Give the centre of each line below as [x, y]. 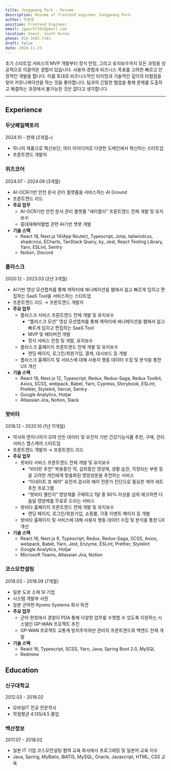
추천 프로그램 [41, 488]
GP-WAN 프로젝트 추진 [57, 624]
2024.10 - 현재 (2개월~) [29, 137]
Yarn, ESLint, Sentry [41, 247]
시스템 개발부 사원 [30, 598]
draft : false [19, 43]
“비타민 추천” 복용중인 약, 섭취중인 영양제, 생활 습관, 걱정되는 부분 [93, 469]
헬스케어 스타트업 [44, 443]
